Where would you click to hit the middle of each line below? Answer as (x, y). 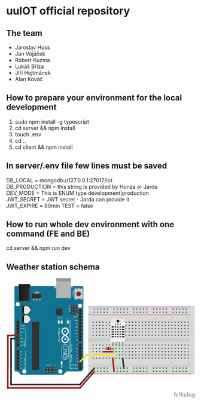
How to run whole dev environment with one (90, 224)
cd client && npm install (44, 147)
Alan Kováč (29, 79)
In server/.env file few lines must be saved (87, 166)
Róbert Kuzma (32, 60)
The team (25, 33)
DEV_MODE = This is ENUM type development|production (78, 193)
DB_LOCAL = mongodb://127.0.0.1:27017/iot (59, 180)
